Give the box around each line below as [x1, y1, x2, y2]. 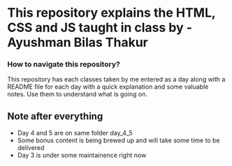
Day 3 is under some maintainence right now [17, 151, 147, 160]
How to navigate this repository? [7, 59, 120, 69]
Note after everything [7, 110, 103, 122]
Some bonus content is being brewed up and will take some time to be [17, 136, 220, 144]
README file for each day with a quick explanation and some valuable [7, 82, 209, 91]
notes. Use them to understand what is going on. [7, 90, 148, 98]
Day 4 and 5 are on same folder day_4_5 [17, 129, 133, 137]
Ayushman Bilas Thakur [7, 35, 148, 50]
